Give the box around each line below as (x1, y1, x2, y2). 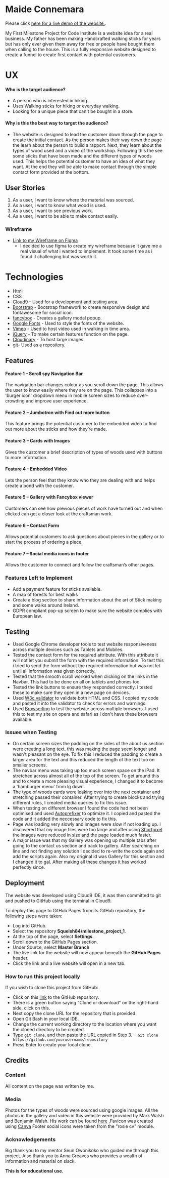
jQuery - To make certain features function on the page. (12, 331, 129, 337)
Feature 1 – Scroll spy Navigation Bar (5, 371, 83, 377)
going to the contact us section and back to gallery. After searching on (12, 842, 159, 848)
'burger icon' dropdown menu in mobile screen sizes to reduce (5, 392, 136, 398)
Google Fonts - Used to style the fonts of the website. (12, 320, 125, 326)
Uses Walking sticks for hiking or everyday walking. (12, 103, 120, 109)
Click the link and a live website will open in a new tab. (12, 960, 126, 966)
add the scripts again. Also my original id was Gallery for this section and (12, 853, 164, 859)
